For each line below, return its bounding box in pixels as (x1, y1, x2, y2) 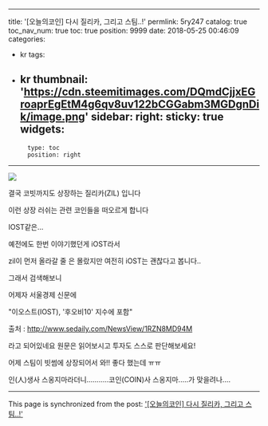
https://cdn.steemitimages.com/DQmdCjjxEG (23, 85, 256, 99)
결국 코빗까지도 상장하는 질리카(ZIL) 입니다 (8, 188, 141, 198)
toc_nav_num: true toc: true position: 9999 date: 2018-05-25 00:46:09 (8, 26, 239, 35)
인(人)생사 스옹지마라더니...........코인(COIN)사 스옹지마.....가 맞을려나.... (8, 374, 231, 384)
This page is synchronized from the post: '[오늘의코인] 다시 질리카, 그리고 (8, 399, 244, 408)
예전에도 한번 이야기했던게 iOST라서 (8, 239, 121, 248)
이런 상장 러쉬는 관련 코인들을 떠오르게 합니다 (8, 205, 149, 215)
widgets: (19, 123, 65, 136)
